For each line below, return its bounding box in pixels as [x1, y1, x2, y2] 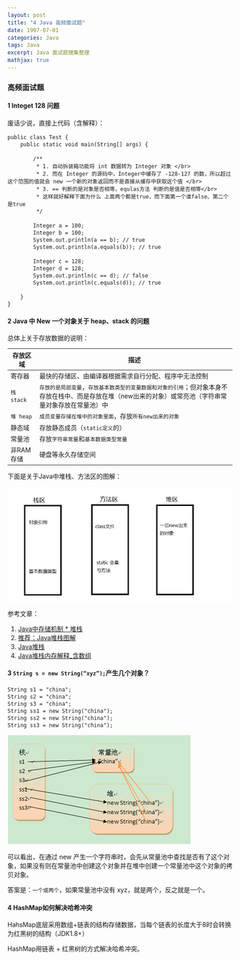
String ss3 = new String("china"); [7, 722, 114, 729]
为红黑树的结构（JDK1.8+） [7, 929, 89, 938]
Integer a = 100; [33, 222, 84, 229]
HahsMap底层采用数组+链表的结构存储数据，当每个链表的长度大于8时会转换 [7, 921, 231, 929]
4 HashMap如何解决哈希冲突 [7, 903, 93, 911]
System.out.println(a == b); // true [33, 236, 145, 243]
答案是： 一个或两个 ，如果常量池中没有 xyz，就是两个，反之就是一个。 [7, 886, 209, 894]
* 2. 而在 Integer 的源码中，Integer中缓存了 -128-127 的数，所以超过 [36, 171, 231, 178]
